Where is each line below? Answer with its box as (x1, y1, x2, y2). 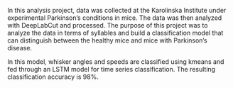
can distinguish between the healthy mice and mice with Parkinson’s (7, 36, 207, 45)
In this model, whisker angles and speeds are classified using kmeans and (7, 57, 224, 66)
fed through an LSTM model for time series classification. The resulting (7, 65, 215, 73)
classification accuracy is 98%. (7, 72, 99, 81)
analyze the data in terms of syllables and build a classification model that (7, 28, 224, 37)
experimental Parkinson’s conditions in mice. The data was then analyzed (7, 13, 222, 22)
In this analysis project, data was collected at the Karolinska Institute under (7, 6, 227, 14)
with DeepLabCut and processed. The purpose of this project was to (7, 21, 208, 29)
